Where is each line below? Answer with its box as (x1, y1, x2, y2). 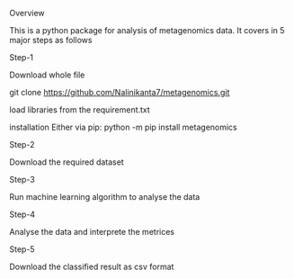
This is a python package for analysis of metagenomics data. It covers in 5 (9, 25, 285, 35)
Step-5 (9, 244, 35, 255)
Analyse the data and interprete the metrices (9, 227, 175, 237)
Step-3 (9, 175, 36, 184)
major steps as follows (9, 35, 93, 45)
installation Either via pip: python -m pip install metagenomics (9, 121, 237, 132)
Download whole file (9, 69, 85, 80)
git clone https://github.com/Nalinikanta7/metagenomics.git (9, 87, 230, 97)
